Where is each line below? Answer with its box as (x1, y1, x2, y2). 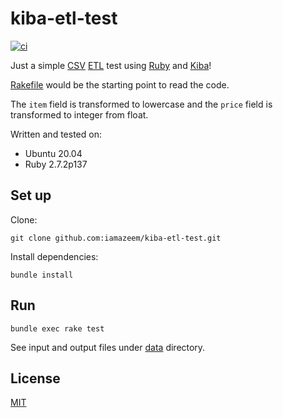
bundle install (10, 270, 74, 280)
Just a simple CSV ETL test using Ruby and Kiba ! (10, 59, 212, 71)
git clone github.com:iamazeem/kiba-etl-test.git (10, 233, 222, 243)
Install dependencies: (10, 250, 99, 262)
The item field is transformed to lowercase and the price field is (10, 98, 273, 110)
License (10, 370, 61, 387)
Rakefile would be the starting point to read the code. (10, 78, 230, 91)
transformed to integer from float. (10, 108, 149, 121)
